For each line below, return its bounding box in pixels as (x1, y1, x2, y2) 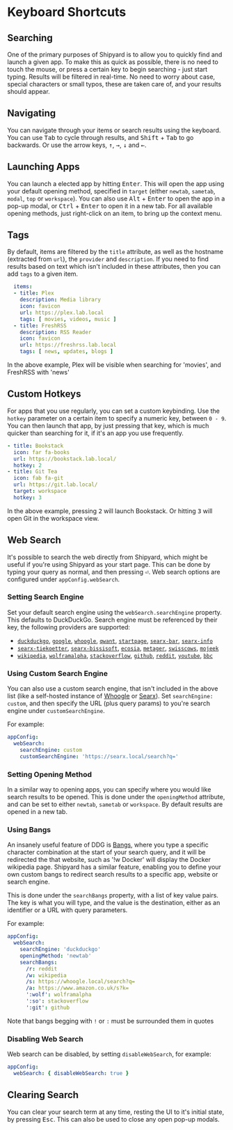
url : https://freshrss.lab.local (19, 342, 117, 349)
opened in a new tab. (7, 807, 68, 815)
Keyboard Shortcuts (7, 4, 127, 20)
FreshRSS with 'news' (7, 368, 70, 377)
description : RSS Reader (19, 329, 92, 336)
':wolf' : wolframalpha (25, 991, 92, 998)
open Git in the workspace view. (7, 514, 99, 522)
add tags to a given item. (7, 269, 79, 278)
